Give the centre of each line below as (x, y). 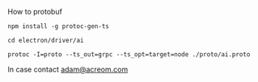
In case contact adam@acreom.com (68, 69)
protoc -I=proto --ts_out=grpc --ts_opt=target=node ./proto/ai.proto (129, 55)
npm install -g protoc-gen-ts (59, 27)
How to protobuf (35, 12)
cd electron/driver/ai (46, 40)
